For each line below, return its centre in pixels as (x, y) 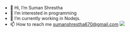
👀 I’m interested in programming (43, 13)
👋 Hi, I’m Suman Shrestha (36, 8)
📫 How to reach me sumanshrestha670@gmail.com (64, 24)
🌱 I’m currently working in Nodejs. (45, 18)
